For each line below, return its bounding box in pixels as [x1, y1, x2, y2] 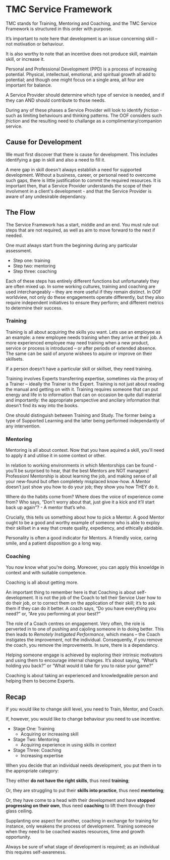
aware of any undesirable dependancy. [6, 193, 87, 200]
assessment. [6, 247, 32, 254]
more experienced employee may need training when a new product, [6, 339, 149, 345]
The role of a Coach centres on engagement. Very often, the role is [6, 620, 145, 627]
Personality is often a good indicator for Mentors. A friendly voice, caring [6, 535, 157, 541]
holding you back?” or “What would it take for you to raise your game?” [6, 662, 153, 669]
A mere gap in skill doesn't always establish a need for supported [6, 166, 142, 173]
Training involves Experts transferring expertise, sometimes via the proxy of [6, 375, 163, 381]
